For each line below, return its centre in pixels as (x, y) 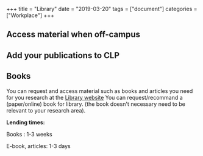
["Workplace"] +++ (30, 15)
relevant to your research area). (46, 110)
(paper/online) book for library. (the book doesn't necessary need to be (96, 104)
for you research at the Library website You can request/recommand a (94, 97)
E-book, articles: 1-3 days (39, 146)
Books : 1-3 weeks (30, 134)
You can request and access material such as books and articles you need (100, 91)
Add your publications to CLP (63, 55)
